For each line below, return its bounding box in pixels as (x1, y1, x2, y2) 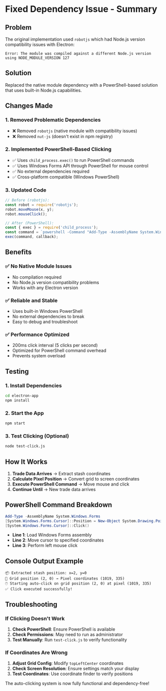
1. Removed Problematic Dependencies (5, 116, 101, 123)
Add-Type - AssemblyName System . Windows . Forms (5, 514, 100, 519)
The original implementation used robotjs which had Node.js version (5, 36, 145, 42)
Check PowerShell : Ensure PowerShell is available (12, 626, 115, 632)
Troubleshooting (5, 600, 58, 608)
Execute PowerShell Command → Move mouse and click (12, 481, 129, 487)
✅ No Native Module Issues (5, 263, 72, 270)
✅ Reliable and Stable (5, 297, 58, 304)
